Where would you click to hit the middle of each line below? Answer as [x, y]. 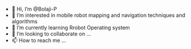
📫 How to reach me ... [39, 40]
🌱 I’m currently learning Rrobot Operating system [71, 27]
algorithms [25, 21]
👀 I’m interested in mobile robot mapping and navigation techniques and [98, 15]
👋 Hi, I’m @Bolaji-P [34, 9]
